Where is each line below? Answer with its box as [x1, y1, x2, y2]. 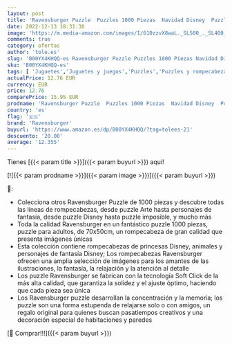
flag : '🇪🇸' [7, 113, 41, 120]
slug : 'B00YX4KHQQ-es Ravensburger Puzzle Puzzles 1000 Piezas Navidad [7, 55, 217, 62]
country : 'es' [7, 107, 48, 114]
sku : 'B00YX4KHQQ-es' [7, 62, 70, 69]
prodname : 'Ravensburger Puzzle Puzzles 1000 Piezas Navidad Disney [7, 100, 215, 107]
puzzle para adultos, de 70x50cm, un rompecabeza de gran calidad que [17, 228, 223, 236]
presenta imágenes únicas [17, 235, 93, 243]
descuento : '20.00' [7, 132, 64, 139]
